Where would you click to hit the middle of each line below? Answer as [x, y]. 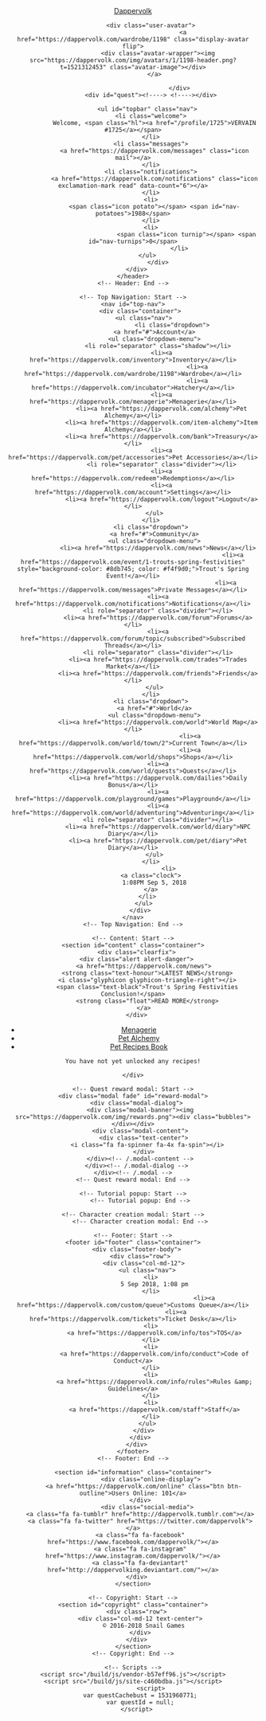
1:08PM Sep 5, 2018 [155, 882]
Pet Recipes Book [139, 1046]
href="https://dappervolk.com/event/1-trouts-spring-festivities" [133, 562]
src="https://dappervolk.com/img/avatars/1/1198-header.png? [133, 61]
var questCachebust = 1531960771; [140, 1696]
